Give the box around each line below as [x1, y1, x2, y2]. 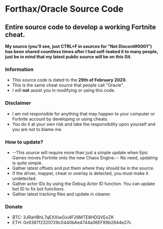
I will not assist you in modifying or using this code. [12, 87, 116, 93]
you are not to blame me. [12, 126, 62, 132]
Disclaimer [5, 100, 31, 106]
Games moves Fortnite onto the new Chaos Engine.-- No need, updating [12, 155, 158, 161]
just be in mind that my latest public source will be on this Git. [5, 54, 132, 60]
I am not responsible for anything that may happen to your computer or [12, 111, 155, 117]
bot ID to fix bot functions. [12, 186, 65, 191]
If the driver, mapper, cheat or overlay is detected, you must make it [12, 170, 149, 176]
